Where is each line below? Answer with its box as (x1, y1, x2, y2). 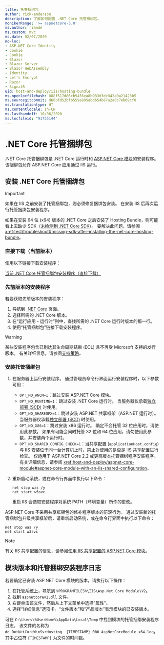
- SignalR (5, 84, 25, 89)
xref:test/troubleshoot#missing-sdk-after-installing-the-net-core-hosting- (5, 229, 154, 235)
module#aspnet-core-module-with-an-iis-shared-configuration (19, 465, 147, 471)
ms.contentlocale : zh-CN (5, 107, 56, 112)
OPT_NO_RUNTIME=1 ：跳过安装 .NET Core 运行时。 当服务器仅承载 (19, 398, 147, 404)
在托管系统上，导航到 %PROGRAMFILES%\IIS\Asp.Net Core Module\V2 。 (12, 588, 150, 594)
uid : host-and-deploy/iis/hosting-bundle (5, 89, 91, 94)
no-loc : (5, 39, 21, 44)
